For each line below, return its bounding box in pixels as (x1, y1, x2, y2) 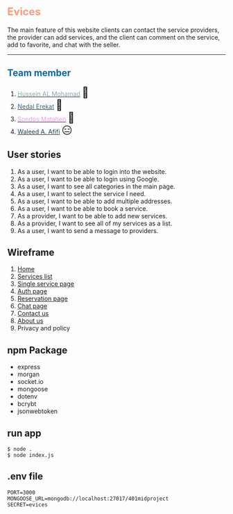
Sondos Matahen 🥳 (17, 111, 75, 125)
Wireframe (7, 246, 55, 258)
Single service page (17, 280, 75, 288)
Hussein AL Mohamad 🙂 (17, 86, 89, 99)
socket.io (17, 378, 44, 386)
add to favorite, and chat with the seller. (7, 40, 121, 49)
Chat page (17, 302, 47, 310)
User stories (7, 149, 61, 161)
